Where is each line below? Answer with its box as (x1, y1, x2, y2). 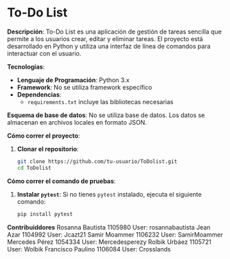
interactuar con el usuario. (7, 49, 82, 58)
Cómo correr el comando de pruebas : (7, 177, 116, 185)
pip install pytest (16, 210, 73, 217)
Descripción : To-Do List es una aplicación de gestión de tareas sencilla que (7, 27, 222, 36)
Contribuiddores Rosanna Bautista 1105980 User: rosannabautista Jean (7, 223, 211, 231)
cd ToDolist (16, 164, 51, 171)
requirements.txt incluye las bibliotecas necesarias (27, 97, 174, 106)
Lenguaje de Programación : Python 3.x (16, 75, 130, 84)
